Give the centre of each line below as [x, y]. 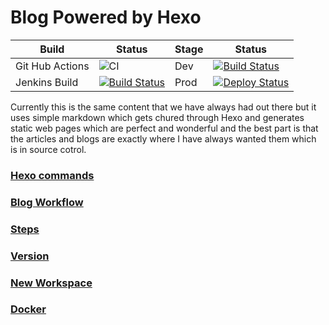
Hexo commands [52, 175]
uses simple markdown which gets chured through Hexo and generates [157, 117]
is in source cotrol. [48, 149]
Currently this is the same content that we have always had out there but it [163, 107]
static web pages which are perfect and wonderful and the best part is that [164, 128]
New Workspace [51, 283]
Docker [28, 309]
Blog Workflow [47, 202]
